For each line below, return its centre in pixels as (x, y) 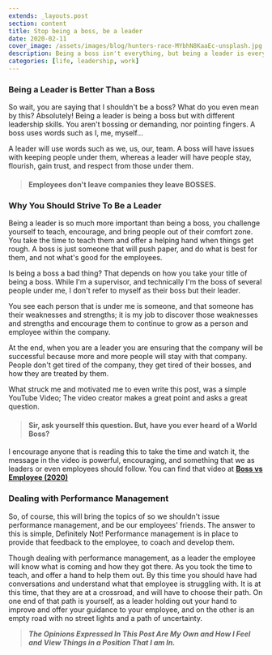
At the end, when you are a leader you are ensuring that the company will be (136, 348)
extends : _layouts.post (49, 16)
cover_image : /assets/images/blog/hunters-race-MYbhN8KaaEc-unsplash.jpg (136, 46)
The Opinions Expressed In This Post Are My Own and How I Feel (139, 634)
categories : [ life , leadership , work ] (74, 62)
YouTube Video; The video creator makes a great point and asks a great (128, 398)
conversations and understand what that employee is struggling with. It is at (135, 584)
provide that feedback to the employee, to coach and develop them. (121, 542)
